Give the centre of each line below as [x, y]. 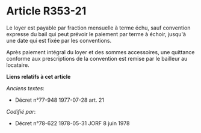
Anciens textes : [26, 88]
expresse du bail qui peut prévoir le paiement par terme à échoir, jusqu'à [96, 34]
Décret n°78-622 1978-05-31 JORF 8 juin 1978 [72, 123]
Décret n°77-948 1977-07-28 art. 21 [59, 100]
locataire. [18, 65]
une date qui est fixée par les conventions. [59, 40]
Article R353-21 [46, 11]
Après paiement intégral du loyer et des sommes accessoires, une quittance [100, 52]
